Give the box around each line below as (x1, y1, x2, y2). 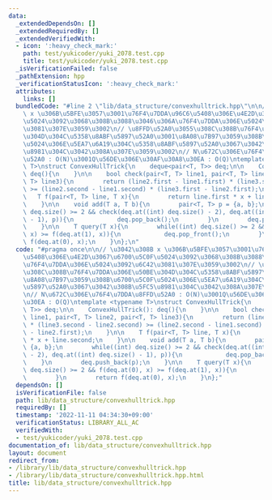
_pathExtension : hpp (15, 72, 85, 80)
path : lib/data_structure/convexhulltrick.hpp (15, 396, 176, 404)
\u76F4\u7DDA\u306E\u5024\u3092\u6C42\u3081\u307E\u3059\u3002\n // (23, 260, 255, 268)
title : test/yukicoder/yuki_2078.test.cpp (23, 58, 168, 66)
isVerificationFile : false (15, 388, 107, 397)
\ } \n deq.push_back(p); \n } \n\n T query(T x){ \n (23, 358, 252, 367)
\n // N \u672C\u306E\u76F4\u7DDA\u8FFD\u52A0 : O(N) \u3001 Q (23, 291, 227, 299)
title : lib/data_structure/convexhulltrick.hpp (8, 479, 172, 487)
